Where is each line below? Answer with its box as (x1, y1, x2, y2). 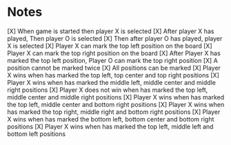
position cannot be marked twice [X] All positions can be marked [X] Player (7, 64, 221, 72)
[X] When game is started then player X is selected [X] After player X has (7, 27, 214, 35)
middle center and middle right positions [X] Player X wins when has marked (7, 93, 225, 101)
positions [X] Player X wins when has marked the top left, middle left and (7, 122, 214, 130)
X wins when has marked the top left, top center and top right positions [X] (7, 70, 219, 79)
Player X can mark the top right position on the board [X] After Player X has (7, 49, 221, 57)
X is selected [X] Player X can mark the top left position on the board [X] (7, 41, 212, 50)
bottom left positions (7, 129, 66, 138)
